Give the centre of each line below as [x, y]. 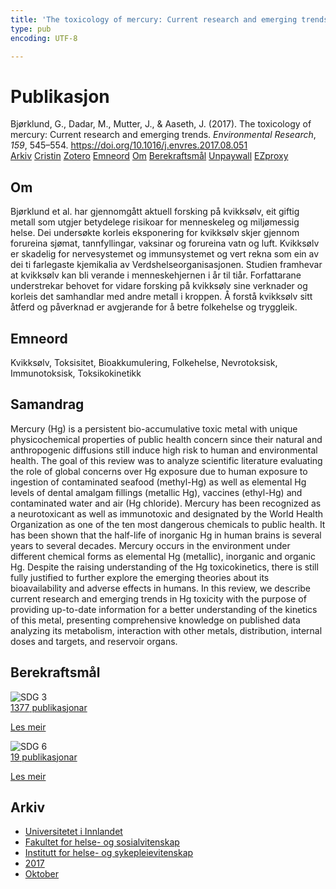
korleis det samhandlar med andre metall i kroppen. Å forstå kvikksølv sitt [161, 297]
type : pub [31, 29]
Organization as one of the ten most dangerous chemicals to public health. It [168, 524]
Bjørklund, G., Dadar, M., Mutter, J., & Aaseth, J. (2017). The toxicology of [161, 124]
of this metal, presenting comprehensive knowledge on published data [155, 620]
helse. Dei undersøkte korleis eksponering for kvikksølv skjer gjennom [155, 233]
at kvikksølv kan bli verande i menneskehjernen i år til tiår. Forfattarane [156, 275]
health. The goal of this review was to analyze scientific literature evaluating [166, 460]
